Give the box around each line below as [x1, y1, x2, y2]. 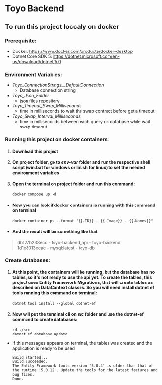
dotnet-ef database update [12, 332, 68, 336]
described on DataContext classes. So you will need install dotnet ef [12, 285, 155, 291]
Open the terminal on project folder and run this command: [12, 181, 135, 187]
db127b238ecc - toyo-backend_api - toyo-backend [17, 239, 121, 245]
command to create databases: [12, 316, 78, 322]
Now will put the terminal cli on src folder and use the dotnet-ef [12, 311, 144, 317]
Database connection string [19, 87, 76, 93]
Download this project [12, 148, 58, 154]
